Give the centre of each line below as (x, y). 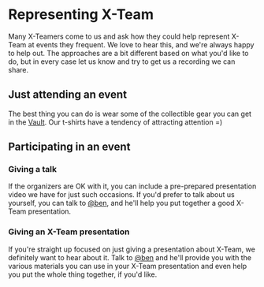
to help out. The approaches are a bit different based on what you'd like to (128, 53)
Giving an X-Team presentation (69, 232)
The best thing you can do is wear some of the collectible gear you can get (130, 114)
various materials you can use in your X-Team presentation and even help (128, 266)
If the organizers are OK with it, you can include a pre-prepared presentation (132, 186)
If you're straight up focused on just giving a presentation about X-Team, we (132, 249)
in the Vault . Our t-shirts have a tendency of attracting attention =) (115, 122)
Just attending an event (68, 95)
